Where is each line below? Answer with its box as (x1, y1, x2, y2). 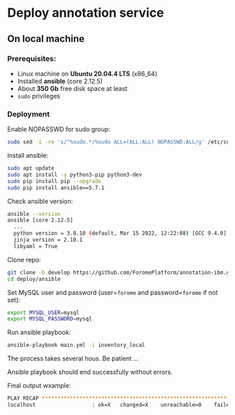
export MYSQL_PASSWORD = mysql (7, 316, 92, 323)
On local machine (7, 33, 85, 45)
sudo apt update (7, 165, 55, 172)
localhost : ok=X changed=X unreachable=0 (7, 402, 201, 409)
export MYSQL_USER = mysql (7, 309, 80, 316)
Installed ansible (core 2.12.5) (17, 77, 103, 85)
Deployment (7, 109, 50, 119)
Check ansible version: (7, 197, 73, 205)
